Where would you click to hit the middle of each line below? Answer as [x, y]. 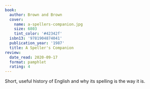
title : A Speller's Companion [41, 48]
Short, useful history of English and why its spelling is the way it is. [75, 81]
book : [10, 10]
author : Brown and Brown [36, 15]
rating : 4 [20, 67]
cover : [16, 19]
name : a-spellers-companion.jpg [48, 24]
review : [13, 52]
